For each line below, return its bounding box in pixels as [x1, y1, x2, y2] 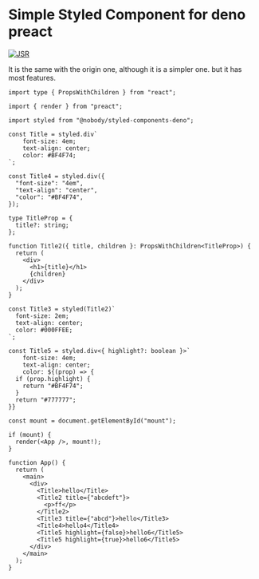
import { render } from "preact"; [8, 102, 124, 110]
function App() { [8, 458, 66, 466]
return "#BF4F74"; [22, 382, 84, 390]
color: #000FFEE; [15, 326, 73, 334]
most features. [8, 73, 56, 82]
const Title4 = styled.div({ [8, 172, 105, 180]
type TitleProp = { [8, 214, 73, 222]
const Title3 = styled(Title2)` [8, 305, 116, 313]
